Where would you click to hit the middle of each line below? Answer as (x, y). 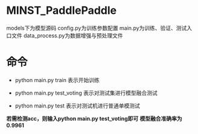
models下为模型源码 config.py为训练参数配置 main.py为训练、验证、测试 (97, 28)
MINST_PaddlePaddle (62, 11)
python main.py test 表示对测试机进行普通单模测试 (78, 106)
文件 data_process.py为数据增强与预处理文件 (67, 35)
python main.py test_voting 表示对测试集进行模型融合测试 (86, 93)
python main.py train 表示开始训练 (57, 80)
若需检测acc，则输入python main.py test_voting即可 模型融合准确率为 (94, 118)
